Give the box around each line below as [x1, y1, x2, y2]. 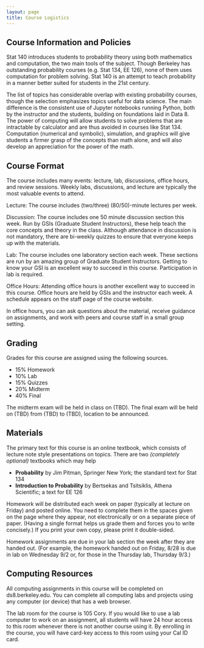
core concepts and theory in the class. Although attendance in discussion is [6, 226, 197, 234]
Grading [6, 338, 38, 348]
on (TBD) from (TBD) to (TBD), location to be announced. [6, 410, 150, 417]
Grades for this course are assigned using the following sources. [6, 354, 169, 361]
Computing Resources [6, 569, 93, 579]
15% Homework [15, 365, 55, 373]
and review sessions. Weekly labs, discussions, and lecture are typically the [6, 184, 197, 191]
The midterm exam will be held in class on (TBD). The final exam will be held [6, 403, 198, 411]
